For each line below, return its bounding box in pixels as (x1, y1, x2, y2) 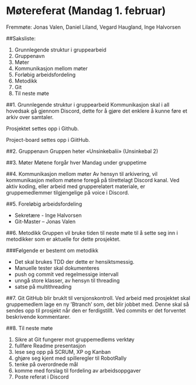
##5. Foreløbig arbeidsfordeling (6, 200, 82, 207)
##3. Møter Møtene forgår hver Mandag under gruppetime (6, 159, 147, 166)
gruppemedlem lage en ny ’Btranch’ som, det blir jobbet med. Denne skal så (6, 301, 189, 308)
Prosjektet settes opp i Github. (6, 125, 79, 132)
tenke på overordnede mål (14, 360, 78, 367)
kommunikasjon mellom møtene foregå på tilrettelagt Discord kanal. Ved (6, 176, 180, 183)
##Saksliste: (6, 35, 36, 42)
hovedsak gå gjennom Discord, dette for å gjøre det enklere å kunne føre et (6, 107, 188, 114)
